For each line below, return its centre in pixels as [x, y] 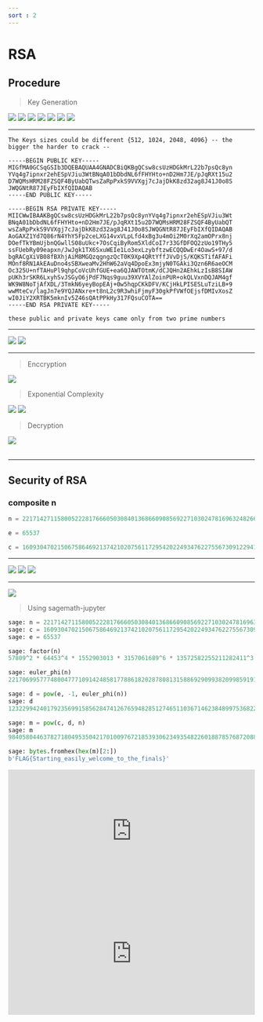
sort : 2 [22, 15]
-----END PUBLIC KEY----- [50, 195]
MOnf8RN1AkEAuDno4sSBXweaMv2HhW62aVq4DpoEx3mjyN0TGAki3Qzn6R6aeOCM [121, 264]
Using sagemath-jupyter [67, 608]
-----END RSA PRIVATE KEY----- [59, 305]
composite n [32, 502]
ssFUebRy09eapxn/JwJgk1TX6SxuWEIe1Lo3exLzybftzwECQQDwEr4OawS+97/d [121, 250]
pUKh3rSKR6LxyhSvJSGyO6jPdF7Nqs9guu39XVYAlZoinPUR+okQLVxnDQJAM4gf [121, 277]
